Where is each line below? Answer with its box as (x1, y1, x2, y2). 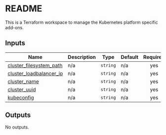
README (5, 3, 42, 14)
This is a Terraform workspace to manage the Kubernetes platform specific (5, 19, 158, 25)
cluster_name (7, 78, 39, 85)
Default (121, 53, 139, 60)
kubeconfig (7, 94, 35, 101)
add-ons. (5, 24, 24, 30)
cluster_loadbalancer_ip (7, 70, 63, 77)
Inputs (5, 39, 26, 47)
